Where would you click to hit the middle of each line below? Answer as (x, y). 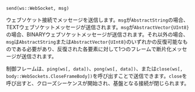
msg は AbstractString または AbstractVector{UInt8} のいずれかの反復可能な (95, 42)
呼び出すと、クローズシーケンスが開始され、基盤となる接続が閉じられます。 (98, 83)
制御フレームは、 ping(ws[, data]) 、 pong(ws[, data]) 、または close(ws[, (95, 69)
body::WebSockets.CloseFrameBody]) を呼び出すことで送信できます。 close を (97, 76)
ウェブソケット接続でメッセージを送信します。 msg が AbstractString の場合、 (97, 20)
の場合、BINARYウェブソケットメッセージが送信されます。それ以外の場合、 (97, 34)
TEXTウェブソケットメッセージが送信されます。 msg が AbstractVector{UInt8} (97, 27)
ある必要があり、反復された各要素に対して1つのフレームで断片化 (94, 49)
